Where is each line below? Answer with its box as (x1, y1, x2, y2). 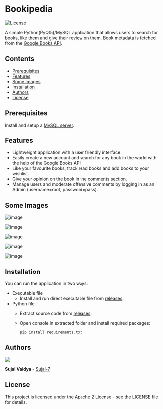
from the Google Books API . (5, 40, 62, 46)
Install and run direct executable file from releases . (19, 295, 124, 301)
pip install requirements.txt (19, 330, 83, 335)
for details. (5, 399, 27, 405)
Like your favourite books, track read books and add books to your (12, 165, 149, 171)
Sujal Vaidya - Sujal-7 (5, 366, 51, 372)
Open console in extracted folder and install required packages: (19, 320, 151, 326)
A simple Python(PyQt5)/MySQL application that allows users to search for (5, 29, 158, 35)
